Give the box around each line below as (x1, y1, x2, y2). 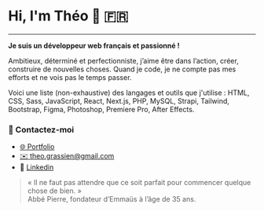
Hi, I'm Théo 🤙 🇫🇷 (8, 7, 129, 25)
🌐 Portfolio (19, 142, 55, 151)
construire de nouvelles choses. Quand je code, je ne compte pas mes (8, 64, 236, 74)
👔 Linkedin (19, 162, 54, 172)
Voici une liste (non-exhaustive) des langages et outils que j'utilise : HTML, (8, 88, 250, 97)
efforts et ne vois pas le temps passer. (8, 72, 132, 82)
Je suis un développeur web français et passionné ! (8, 41, 180, 50)
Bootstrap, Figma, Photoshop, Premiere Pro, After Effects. (8, 104, 195, 114)
